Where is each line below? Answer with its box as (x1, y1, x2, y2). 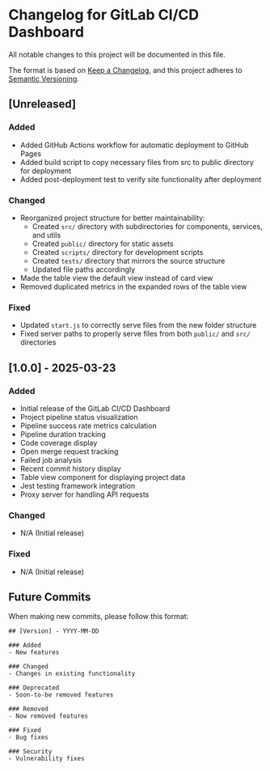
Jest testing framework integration (19, 481, 136, 490)
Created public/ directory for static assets (32, 239, 174, 248)
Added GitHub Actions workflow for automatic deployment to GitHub (19, 140, 249, 150)
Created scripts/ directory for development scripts (32, 247, 204, 256)
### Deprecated (8, 684, 60, 693)
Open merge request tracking (19, 447, 119, 456)
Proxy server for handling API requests (19, 489, 150, 499)
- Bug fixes (8, 734, 49, 742)
